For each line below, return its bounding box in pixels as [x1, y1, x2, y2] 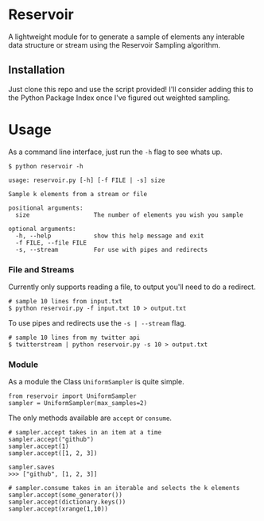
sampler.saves [8, 463, 56, 472]
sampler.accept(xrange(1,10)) [8, 505, 109, 513]
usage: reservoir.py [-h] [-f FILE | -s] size [8, 176, 165, 184]
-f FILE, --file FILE [15, 238, 87, 247]
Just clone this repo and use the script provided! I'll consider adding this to [8, 84, 254, 94]
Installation [8, 64, 65, 77]
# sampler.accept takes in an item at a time [8, 429, 161, 437]
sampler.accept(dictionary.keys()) [8, 498, 126, 506]
